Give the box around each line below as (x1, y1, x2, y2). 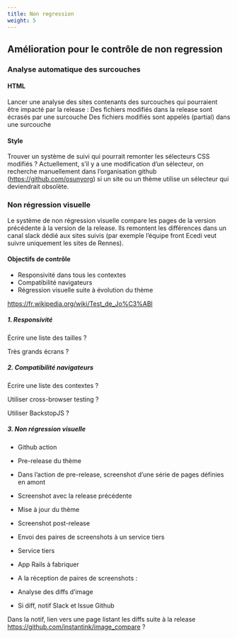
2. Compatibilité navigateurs (7, 363, 94, 372)
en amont (17, 477, 46, 486)
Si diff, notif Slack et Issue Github (17, 601, 115, 610)
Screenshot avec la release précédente (17, 491, 132, 500)
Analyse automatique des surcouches (7, 64, 141, 74)
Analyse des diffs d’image (17, 587, 93, 596)
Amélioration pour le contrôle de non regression (7, 43, 223, 55)
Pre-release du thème (17, 456, 81, 465)
